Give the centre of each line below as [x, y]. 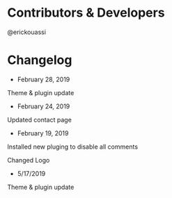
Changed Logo [29, 160]
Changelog [40, 60]
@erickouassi [27, 32]
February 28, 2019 [44, 79]
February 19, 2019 [43, 133]
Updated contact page [39, 119]
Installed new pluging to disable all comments [72, 147]
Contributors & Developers [86, 13]
